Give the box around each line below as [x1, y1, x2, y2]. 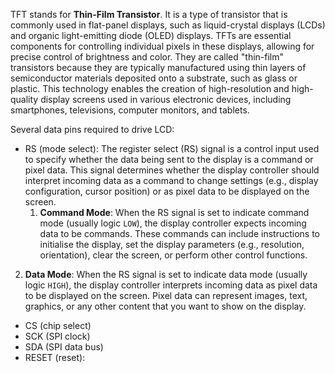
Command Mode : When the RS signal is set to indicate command [39, 207, 310, 218]
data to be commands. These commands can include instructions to [39, 228, 321, 239]
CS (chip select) [24, 320, 92, 331]
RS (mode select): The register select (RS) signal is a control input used [24, 143, 320, 154]
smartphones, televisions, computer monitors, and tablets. [10, 104, 250, 116]
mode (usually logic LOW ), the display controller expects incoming [39, 217, 307, 229]
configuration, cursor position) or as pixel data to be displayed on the [24, 185, 310, 197]
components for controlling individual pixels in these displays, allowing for [10, 40, 315, 52]
